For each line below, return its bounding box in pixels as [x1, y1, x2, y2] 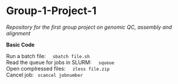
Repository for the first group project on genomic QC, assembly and [6, 23, 173, 31]
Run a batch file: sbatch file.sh [6, 52, 90, 59]
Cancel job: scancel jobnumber [6, 71, 83, 78]
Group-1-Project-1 [6, 4, 96, 18]
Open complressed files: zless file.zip [6, 65, 110, 72]
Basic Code [6, 41, 35, 48]
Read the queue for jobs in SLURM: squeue [6, 59, 115, 66]
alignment [6, 29, 31, 36]
